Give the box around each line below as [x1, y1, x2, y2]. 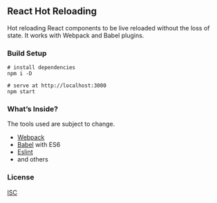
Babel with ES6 [17, 141, 61, 149]
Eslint [17, 148, 33, 156]
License [7, 173, 35, 182]
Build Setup [7, 48, 47, 58]
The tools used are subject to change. [7, 120, 115, 128]
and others [17, 155, 48, 164]
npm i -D [7, 70, 32, 77]
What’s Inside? [7, 104, 59, 114]
